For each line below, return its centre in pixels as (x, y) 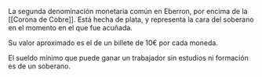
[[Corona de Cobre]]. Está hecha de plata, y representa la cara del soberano (131, 19)
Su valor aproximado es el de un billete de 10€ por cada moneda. (113, 43)
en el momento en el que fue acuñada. (71, 28)
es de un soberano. (39, 66)
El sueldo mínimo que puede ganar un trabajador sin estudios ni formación (128, 58)
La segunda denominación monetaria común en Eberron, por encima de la (128, 11)
